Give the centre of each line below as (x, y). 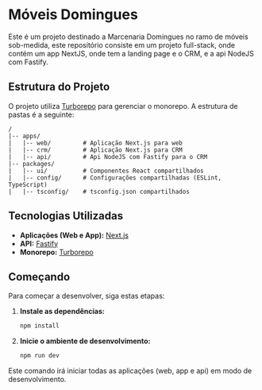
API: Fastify (39, 243)
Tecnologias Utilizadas (66, 216)
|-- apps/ (25, 136)
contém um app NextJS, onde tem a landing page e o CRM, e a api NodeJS (131, 53)
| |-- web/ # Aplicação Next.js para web (95, 143)
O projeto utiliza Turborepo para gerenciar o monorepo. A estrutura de (123, 106)
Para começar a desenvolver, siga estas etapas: (87, 296)
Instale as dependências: (62, 311)
